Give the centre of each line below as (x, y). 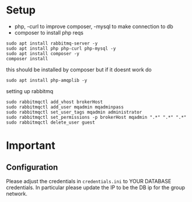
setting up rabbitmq (30, 91)
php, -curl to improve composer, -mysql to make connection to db (94, 26)
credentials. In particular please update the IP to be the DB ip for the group (96, 187)
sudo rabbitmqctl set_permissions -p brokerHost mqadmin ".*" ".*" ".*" (96, 117)
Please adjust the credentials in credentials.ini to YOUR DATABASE (89, 181)
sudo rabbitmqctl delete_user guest (50, 122)
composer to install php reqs (49, 32)
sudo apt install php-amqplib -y (47, 80)
